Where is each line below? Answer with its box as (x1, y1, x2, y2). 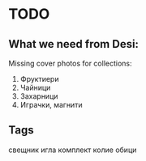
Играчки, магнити (19, 100, 83, 109)
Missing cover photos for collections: (8, 58, 132, 68)
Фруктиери (19, 74, 59, 83)
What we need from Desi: (8, 37, 140, 51)
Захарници (19, 91, 58, 101)
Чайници (19, 83, 51, 92)
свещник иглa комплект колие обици (8, 145, 137, 155)
